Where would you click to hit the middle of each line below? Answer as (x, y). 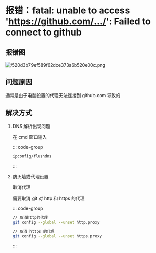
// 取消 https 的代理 (34, 232)
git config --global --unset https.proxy (57, 236)
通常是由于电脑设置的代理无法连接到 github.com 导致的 (63, 95)
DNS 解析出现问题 (32, 126)
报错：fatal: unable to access (68, 10)
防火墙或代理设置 (30, 176)
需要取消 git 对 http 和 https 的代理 (49, 198)
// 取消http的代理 (30, 217)
